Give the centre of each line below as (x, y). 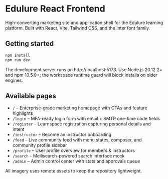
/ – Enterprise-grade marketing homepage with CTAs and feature (80, 108)
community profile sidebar (40, 145)
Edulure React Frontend (55, 9)
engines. (14, 80)
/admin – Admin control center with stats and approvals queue (76, 161)
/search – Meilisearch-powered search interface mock (68, 156)
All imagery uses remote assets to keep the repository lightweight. (73, 171)
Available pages (31, 96)
